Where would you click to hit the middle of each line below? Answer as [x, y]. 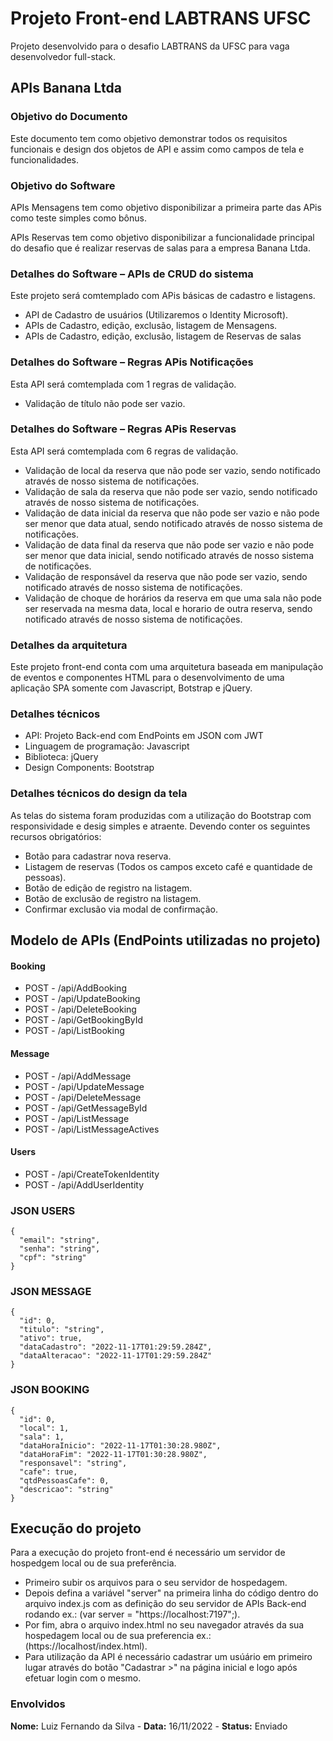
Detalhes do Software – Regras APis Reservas [123, 429]
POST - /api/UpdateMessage [84, 1086]
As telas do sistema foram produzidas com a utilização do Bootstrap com [161, 815]
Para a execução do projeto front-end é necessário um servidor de [148, 1553]
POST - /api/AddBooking [75, 988]
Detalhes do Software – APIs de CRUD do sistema [132, 274]
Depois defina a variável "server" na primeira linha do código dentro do [171, 1593]
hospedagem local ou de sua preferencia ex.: [118, 1636]
